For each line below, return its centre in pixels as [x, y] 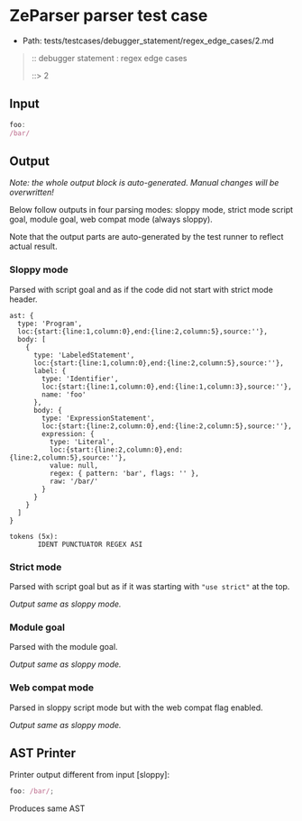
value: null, [74, 465]
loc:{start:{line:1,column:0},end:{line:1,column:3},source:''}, [167, 387]
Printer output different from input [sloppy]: [89, 775]
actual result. [33, 246]
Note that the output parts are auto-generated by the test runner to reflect [146, 237]
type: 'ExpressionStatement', [98, 418]
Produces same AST [47, 808]
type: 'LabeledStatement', [84, 355]
